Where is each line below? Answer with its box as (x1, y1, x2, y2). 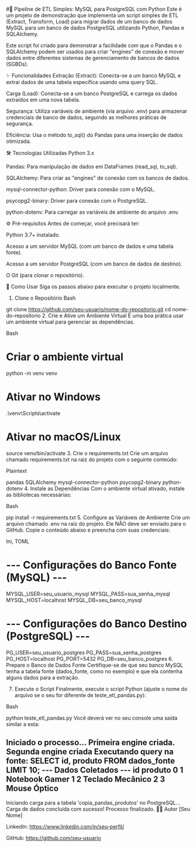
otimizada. (6, 138, 32, 144)
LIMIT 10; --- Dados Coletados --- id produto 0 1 (6, 765, 184, 775)
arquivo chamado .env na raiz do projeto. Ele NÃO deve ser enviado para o (6, 520, 186, 527)
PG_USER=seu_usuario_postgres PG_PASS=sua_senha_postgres (6, 649, 162, 656)
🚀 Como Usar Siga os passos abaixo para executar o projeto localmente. (6, 283, 181, 290)
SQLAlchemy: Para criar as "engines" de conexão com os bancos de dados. (6, 174, 190, 181)
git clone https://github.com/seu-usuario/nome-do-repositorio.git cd (6, 306, 171, 312)
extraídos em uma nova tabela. (6, 96, 81, 103)
